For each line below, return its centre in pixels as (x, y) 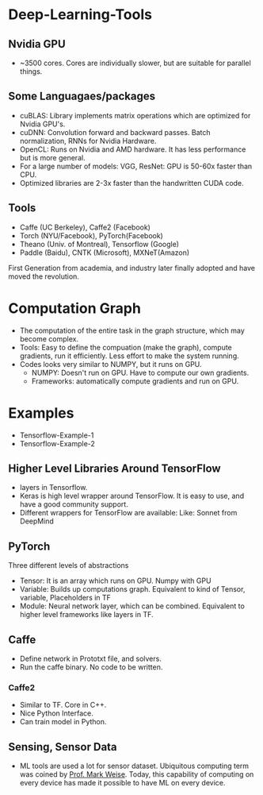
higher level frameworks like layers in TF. (86, 615)
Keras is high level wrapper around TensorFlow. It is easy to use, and (131, 496)
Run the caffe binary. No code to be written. (91, 667)
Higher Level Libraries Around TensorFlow (114, 468)
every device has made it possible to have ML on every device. (122, 783)
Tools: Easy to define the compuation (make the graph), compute (126, 347)
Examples (41, 413)
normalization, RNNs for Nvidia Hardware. (88, 141)
